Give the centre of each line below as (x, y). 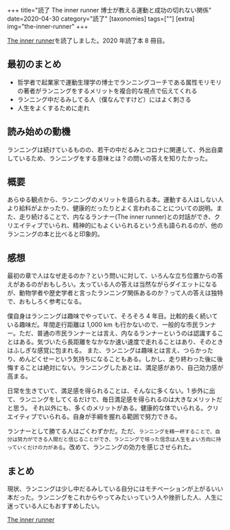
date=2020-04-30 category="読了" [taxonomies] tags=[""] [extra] (101, 19)
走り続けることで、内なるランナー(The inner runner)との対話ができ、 (117, 217)
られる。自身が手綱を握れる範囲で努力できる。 (115, 417)
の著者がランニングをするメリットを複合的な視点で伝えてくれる (107, 91)
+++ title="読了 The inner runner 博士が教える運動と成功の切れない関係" (109, 10)
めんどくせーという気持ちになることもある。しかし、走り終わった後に (118, 359)
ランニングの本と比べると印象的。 (55, 234)
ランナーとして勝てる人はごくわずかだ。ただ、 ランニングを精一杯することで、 (111, 431)
